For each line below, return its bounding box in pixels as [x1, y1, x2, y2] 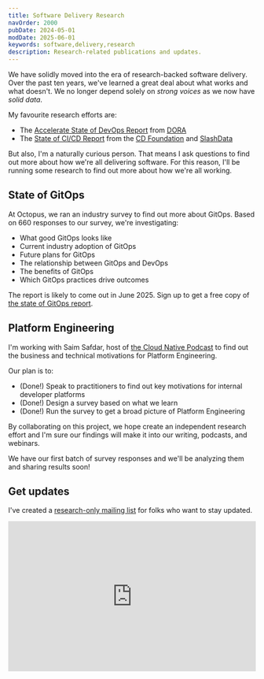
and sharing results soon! [8, 462, 90, 471]
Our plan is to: [8, 365, 53, 375]
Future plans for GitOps [19, 250, 96, 259]
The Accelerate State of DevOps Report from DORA [19, 125, 187, 135]
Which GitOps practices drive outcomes [19, 275, 149, 284]
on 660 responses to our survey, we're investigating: [8, 217, 179, 227]
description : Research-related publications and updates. [8, 48, 202, 56]
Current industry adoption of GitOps [19, 241, 137, 250]
